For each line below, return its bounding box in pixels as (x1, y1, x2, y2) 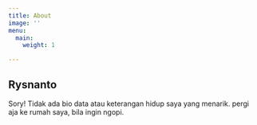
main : (15, 33, 34, 42)
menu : (8, 26, 26, 34)
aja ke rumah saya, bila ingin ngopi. (8, 107, 125, 116)
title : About (8, 11, 52, 20)
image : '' (8, 19, 42, 27)
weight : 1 (22, 41, 56, 49)
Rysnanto (8, 77, 57, 92)
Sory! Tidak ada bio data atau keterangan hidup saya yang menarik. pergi (8, 99, 250, 108)
